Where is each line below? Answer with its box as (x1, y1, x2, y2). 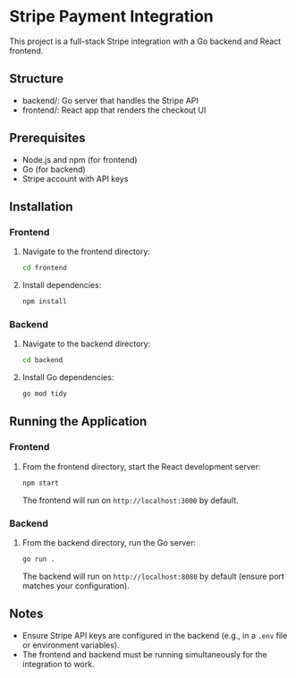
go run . (21, 555, 55, 564)
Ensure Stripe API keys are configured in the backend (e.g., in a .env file (21, 630, 288, 640)
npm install (21, 297, 67, 306)
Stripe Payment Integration (9, 6, 214, 27)
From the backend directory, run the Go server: (21, 537, 197, 547)
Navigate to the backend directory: (21, 338, 151, 350)
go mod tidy (21, 389, 67, 399)
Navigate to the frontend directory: (21, 246, 150, 257)
